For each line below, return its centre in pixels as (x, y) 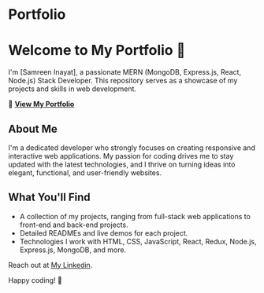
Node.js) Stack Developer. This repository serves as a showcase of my (123, 81)
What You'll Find (49, 198)
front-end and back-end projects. (74, 225)
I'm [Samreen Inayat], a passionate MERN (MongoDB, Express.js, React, (125, 72)
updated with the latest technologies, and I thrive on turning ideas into (122, 164)
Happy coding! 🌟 (35, 280)
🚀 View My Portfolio (41, 104)
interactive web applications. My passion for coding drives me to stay (121, 156)
